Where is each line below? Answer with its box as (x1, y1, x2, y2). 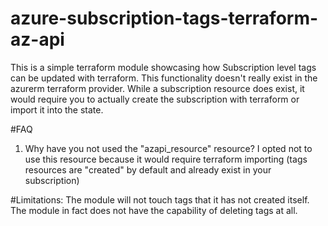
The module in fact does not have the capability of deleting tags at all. (10, 204, 298, 216)
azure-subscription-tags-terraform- (10, 7, 319, 30)
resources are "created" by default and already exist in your (24, 163, 272, 176)
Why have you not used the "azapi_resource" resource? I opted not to (24, 142, 313, 154)
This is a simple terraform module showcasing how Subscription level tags (10, 61, 317, 73)
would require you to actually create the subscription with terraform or (10, 93, 300, 105)
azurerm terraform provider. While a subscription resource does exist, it (10, 82, 305, 94)
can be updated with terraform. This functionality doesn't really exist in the (10, 72, 318, 84)
